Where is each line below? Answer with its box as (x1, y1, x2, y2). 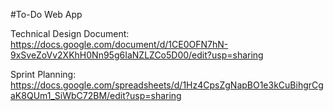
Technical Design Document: (10, 28, 130, 39)
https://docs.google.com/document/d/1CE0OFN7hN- (10, 39, 229, 50)
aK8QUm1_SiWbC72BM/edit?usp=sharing (10, 90, 182, 101)
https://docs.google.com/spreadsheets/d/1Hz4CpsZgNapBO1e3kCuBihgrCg (10, 79, 324, 91)
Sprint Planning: (10, 69, 77, 80)
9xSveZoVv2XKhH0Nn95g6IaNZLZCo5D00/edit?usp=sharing (10, 49, 264, 61)
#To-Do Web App (10, 9, 83, 20)
